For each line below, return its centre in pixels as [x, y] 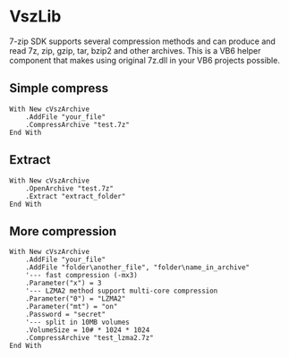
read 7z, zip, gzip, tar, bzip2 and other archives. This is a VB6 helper [135, 50]
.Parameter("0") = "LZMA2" [76, 299]
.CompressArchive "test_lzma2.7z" [89, 338]
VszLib [35, 17]
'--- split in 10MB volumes [77, 323]
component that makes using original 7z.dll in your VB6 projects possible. [144, 60]
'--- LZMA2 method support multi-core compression [122, 291]
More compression [63, 231]
